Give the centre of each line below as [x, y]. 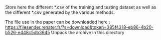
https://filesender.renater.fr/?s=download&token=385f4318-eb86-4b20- [79, 27]
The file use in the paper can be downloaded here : [58, 22]
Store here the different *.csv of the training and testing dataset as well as [81, 7]
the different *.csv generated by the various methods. [60, 12]
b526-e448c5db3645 [28, 32]
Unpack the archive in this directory [88, 32]
